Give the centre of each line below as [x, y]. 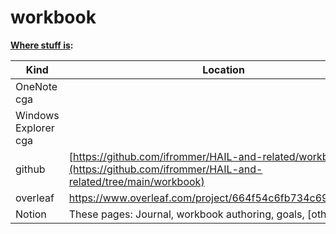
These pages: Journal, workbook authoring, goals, [186, 214]
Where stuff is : [42, 45]
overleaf [35, 198]
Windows [37, 115]
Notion [31, 214]
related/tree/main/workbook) [136, 181]
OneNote [36, 86]
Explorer [35, 128]
